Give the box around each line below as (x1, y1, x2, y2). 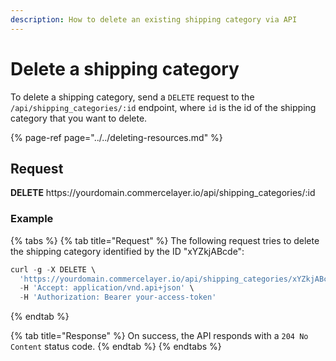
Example (10, 212, 54, 226)
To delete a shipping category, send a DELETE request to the (10, 91, 255, 103)
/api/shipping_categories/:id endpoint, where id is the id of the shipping (10, 101, 317, 113)
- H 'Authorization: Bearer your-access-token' (19, 292, 217, 303)
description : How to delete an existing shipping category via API (10, 14, 298, 25)
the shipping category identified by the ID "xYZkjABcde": (10, 245, 245, 257)
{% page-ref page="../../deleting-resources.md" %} (10, 131, 223, 143)
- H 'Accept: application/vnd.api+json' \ (19, 283, 195, 293)
